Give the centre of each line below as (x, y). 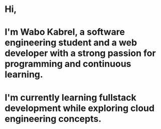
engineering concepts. (53, 119)
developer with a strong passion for (80, 53)
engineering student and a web (71, 43)
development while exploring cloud (80, 108)
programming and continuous (68, 64)
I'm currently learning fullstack (70, 97)
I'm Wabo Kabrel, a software (65, 32)
